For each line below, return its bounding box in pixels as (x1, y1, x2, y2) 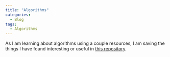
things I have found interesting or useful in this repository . (5, 46, 127, 52)
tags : (5, 21, 17, 27)
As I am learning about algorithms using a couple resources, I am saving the (5, 40, 165, 46)
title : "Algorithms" (5, 7, 50, 13)
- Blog (10, 17, 24, 22)
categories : (5, 12, 31, 17)
